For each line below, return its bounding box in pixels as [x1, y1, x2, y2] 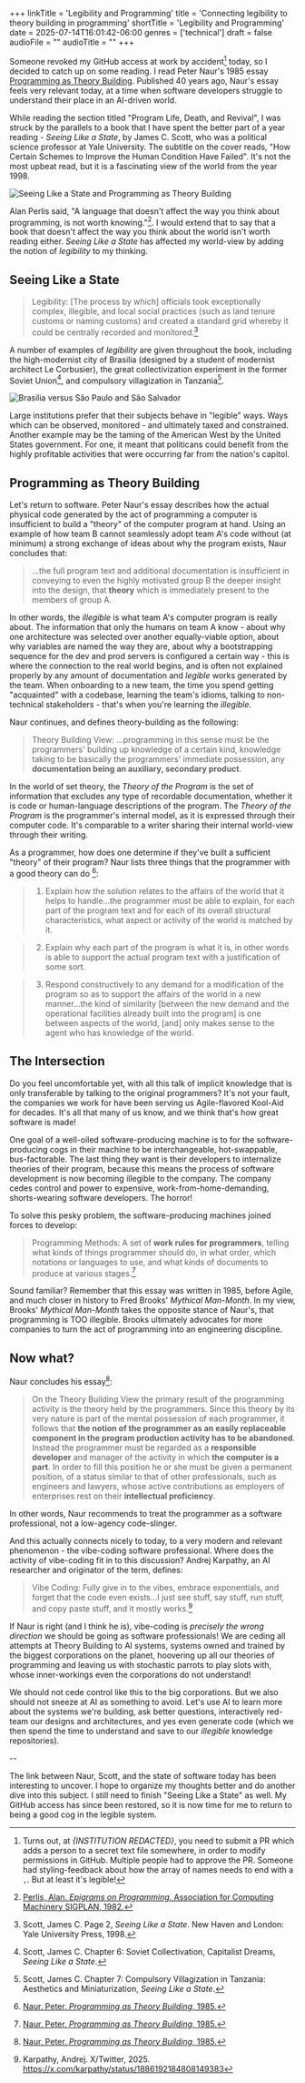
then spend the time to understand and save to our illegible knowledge [9, 1725, 274, 1736]
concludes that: [9, 548, 68, 559]
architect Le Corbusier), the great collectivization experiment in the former [9, 363, 288, 374]
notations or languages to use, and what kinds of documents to [31, 1256, 269, 1267]
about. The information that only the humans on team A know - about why [9, 622, 286, 633]
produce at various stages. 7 [31, 1265, 136, 1278]
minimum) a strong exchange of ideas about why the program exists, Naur [9, 538, 288, 549]
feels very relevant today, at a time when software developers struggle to [9, 85, 283, 96]
